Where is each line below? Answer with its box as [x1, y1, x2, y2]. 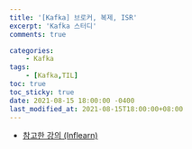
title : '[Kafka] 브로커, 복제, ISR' [9, 13, 138, 22]
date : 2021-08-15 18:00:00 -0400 [9, 96, 135, 105]
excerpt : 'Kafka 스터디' [9, 22, 97, 31]
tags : [9, 63, 30, 72]
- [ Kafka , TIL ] [25, 71, 78, 81]
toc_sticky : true [9, 87, 75, 97]
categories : [9, 46, 54, 55]
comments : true [9, 30, 67, 39]
